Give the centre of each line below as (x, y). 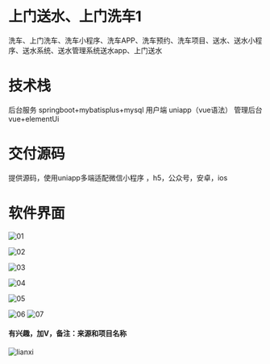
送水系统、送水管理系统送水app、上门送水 (92, 50)
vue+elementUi (34, 118)
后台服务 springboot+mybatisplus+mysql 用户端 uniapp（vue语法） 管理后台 (135, 110)
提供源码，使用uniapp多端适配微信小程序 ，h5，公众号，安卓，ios (118, 177)
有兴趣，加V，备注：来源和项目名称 (68, 333)
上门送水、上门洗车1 (75, 17)
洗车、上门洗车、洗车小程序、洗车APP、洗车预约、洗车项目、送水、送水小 (132, 40)
